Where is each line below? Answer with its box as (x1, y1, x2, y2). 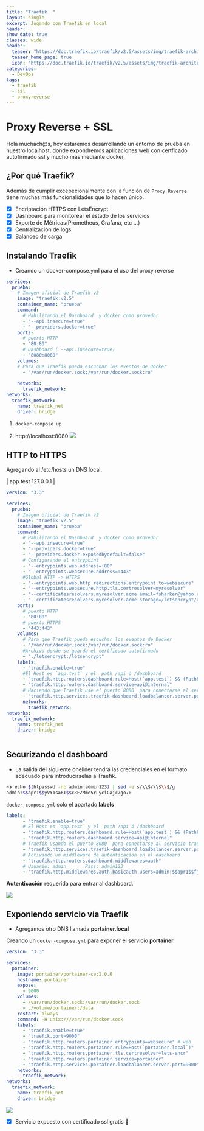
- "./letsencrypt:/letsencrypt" (22, 653, 104, 659)
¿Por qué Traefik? (6, 171, 75, 181)
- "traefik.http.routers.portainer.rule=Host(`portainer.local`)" (22, 1045, 194, 1051)
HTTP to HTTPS (6, 450, 67, 460)
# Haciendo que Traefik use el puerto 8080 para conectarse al (22, 687, 189, 694)
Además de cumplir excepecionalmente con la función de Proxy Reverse (6, 187, 187, 194)
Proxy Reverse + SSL (6, 120, 114, 134)
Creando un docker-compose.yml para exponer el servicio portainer (6, 937, 174, 944)
